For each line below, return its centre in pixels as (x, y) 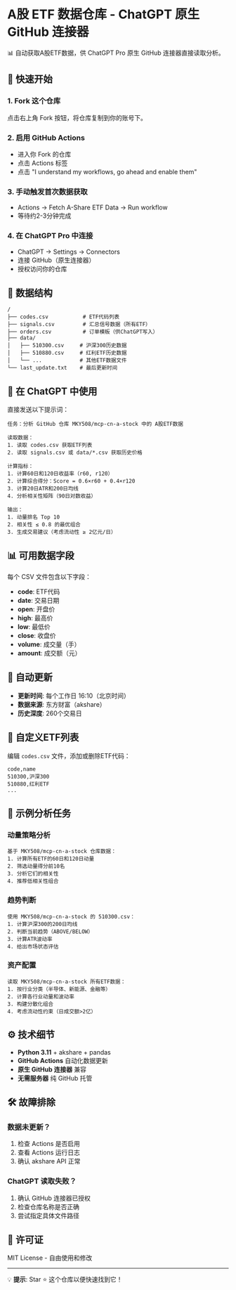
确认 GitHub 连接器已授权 (54, 1198)
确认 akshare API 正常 (49, 1161)
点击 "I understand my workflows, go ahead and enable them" (107, 171)
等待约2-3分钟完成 (44, 216)
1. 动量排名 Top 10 (34, 517)
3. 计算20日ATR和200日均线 (43, 489)
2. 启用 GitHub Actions (46, 138)
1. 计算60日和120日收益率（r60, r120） (60, 474)
